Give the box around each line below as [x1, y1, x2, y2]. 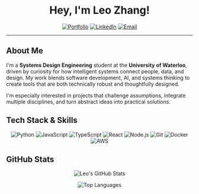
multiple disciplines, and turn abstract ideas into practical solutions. [6, 98, 171, 105]
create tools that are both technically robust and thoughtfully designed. [6, 80, 179, 88]
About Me [6, 46, 43, 56]
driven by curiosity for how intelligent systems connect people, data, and [6, 67, 184, 75]
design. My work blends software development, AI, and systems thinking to [6, 74, 190, 81]
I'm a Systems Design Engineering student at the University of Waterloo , [6, 62, 188, 69]
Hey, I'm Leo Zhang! [49, 4, 150, 17]
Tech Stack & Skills [6, 115, 78, 125]
